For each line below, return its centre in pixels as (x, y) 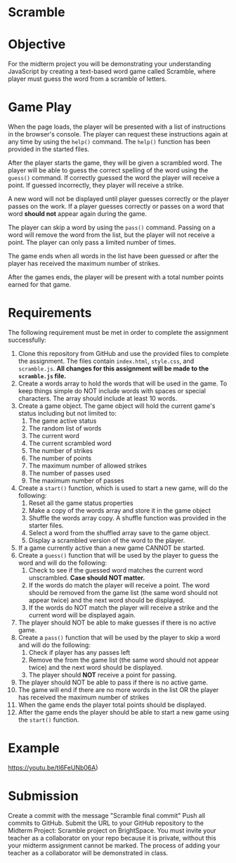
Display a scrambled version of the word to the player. (107, 540)
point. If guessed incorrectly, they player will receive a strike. (96, 185)
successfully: (27, 340)
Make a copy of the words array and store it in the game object (120, 510)
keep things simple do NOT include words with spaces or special (112, 391)
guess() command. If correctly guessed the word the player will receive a (114, 178)
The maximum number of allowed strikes (87, 466)
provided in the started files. (49, 149)
